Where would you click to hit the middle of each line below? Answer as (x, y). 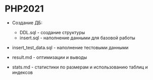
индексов (22, 72)
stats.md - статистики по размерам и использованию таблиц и (80, 67)
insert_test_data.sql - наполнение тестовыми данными (70, 47)
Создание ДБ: (27, 23)
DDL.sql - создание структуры (52, 32)
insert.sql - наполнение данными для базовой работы (78, 38)
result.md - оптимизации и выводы (49, 57)
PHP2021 (24, 9)
